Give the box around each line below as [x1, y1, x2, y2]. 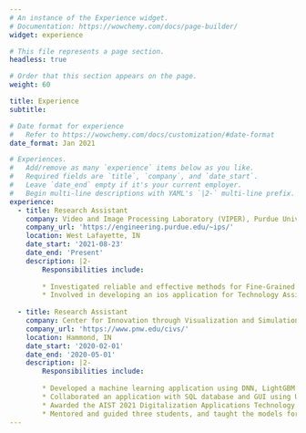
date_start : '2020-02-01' [25, 341, 125, 351]
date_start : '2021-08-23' [25, 240, 125, 249]
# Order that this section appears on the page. [9, 72, 198, 81]
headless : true [9, 56, 67, 65]
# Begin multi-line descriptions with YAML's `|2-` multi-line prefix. [9, 189, 296, 198]
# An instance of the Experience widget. [9, 13, 169, 23]
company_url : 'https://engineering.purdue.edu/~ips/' [25, 222, 234, 232]
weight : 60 [9, 80, 51, 89]
